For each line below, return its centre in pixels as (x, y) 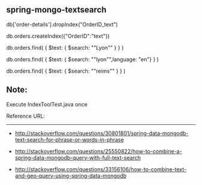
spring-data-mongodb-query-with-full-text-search (78, 157)
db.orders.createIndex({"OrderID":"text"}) (58, 36)
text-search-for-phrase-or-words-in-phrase (69, 139)
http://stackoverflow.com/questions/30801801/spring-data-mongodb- (102, 133)
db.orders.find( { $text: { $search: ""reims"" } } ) (66, 71)
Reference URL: (26, 116)
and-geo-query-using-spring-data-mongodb (71, 175)
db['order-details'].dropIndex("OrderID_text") (62, 24)
